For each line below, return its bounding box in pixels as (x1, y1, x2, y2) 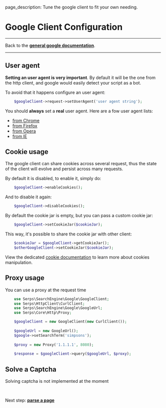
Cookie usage (5, 148, 48, 156)
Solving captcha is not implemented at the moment (5, 378, 109, 384)
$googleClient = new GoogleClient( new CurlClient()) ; (14, 319, 127, 324)
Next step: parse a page (5, 397, 55, 403)
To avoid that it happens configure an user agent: (5, 89, 105, 95)
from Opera (12, 128, 36, 134)
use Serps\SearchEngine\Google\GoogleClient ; (14, 296, 110, 301)
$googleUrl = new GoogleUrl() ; (14, 328, 79, 333)
